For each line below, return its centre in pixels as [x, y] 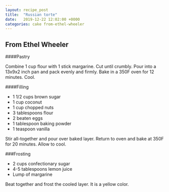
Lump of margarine [33, 174]
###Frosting [18, 154]
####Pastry [18, 57]
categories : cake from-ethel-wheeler [45, 24]
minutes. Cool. [20, 77]
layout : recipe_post [27, 10]
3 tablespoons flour [33, 113]
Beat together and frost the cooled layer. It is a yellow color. [67, 184]
